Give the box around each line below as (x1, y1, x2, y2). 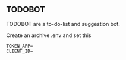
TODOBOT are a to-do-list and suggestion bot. (6, 20, 120, 27)
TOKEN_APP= (6, 43, 33, 49)
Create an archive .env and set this (6, 32, 92, 39)
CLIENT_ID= (6, 48, 33, 54)
